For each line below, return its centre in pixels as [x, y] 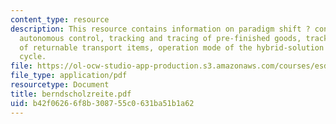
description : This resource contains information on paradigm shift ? [160, 29]
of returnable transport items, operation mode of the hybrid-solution [172, 47]
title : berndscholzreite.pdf [71, 94]
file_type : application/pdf [69, 76]
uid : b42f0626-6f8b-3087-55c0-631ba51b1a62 [102, 103]
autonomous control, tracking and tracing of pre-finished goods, [160, 38]
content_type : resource [60, 19]
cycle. [33, 57]
